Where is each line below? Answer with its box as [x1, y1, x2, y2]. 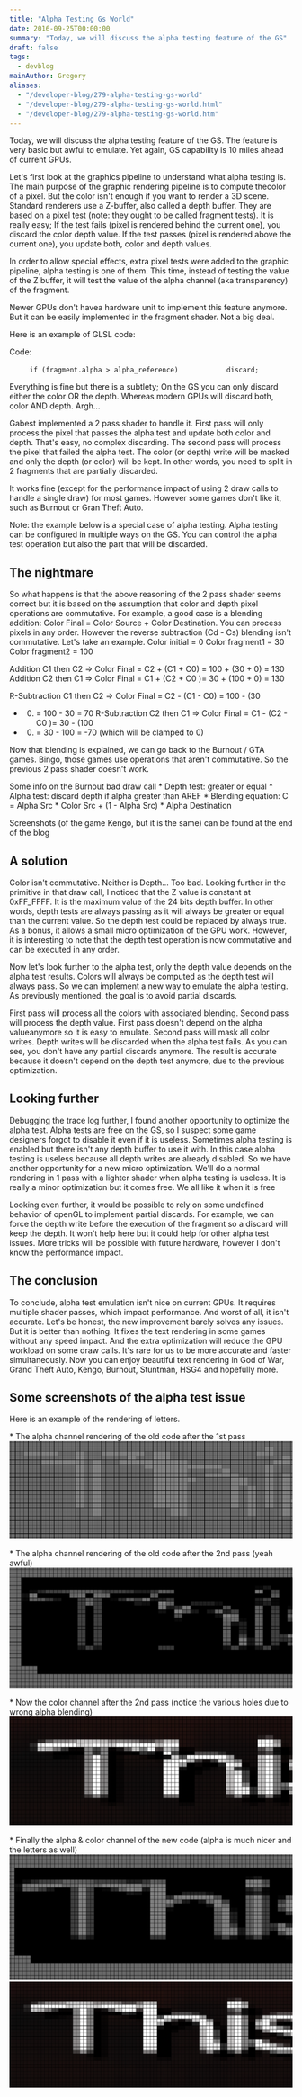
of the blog [9, 828, 50, 838]
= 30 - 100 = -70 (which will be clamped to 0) [35, 727, 204, 738]
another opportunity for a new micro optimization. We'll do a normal [9, 1162, 261, 1173]
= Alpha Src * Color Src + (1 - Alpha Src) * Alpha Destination [9, 801, 232, 811]
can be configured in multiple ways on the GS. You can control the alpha [9, 529, 277, 540]
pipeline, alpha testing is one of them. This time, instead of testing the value [9, 265, 290, 276]
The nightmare [9, 565, 94, 580]
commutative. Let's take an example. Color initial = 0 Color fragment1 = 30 [9, 637, 285, 648]
